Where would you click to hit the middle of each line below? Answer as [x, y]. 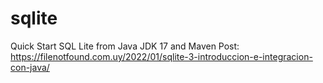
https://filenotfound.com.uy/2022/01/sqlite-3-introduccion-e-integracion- [161, 56]
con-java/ [30, 67]
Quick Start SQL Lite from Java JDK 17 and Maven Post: [125, 46]
